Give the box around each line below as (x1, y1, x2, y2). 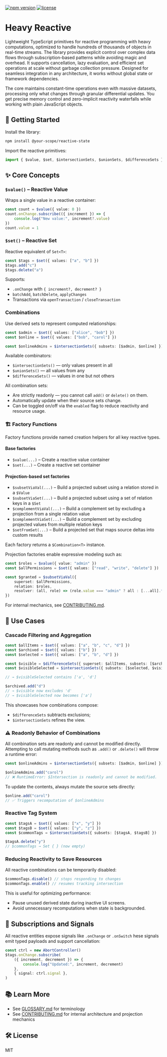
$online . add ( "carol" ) (5, 793, 50, 798)
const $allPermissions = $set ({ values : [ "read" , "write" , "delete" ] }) (5, 566, 159, 571)
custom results (12, 532, 43, 538)
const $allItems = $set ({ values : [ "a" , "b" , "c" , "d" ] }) (5, 643, 130, 648)
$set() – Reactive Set (5, 237, 57, 244)
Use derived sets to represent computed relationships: (5, 320, 117, 326)
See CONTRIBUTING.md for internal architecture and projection (12, 1011, 143, 1017)
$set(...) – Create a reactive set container (12, 461, 101, 468)
